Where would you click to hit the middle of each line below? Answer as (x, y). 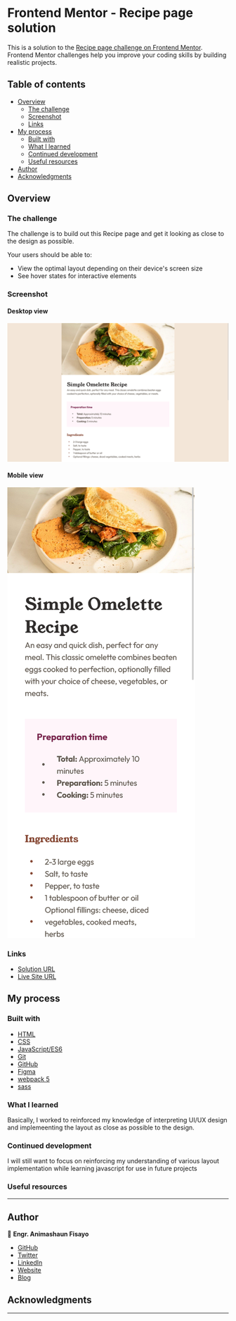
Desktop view (28, 311)
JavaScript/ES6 (40, 1049)
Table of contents (46, 85)
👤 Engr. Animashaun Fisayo (48, 1234)
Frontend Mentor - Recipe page (100, 13)
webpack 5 (34, 1079)
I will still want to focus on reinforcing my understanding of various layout (113, 1161)
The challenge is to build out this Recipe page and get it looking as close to (116, 234)
